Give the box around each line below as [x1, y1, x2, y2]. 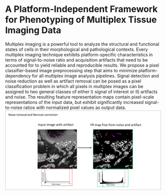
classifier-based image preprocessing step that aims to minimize [5, 67, 138, 73]
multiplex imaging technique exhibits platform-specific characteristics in [5, 51, 153, 58]
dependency [5, 73, 31, 79]
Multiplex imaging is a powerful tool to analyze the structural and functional [5, 41, 160, 47]
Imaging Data [5, 25, 61, 36]
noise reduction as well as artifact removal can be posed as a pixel [5, 78, 142, 84]
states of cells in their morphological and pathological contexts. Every [5, 46, 148, 52]
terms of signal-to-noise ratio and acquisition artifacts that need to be [5, 57, 148, 63]
